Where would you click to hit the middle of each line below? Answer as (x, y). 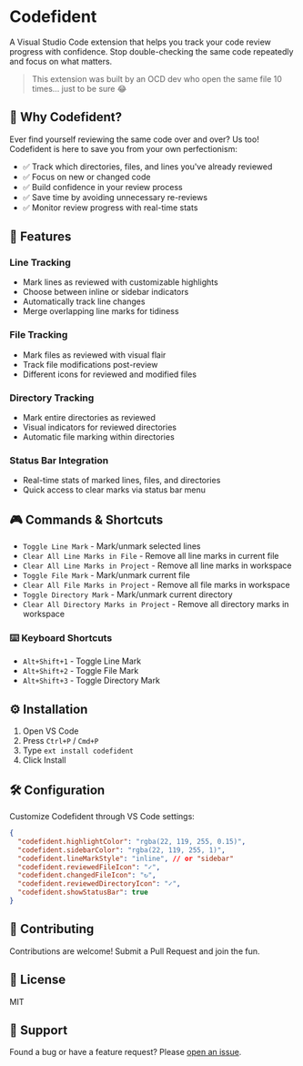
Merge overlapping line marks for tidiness (101, 311)
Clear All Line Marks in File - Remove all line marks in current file (151, 556)
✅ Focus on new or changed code (86, 177)
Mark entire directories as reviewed (89, 418)
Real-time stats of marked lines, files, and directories (121, 481)
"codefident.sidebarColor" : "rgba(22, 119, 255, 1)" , (121, 850)
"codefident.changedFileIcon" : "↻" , (87, 876)
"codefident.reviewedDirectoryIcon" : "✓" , (99, 884)
